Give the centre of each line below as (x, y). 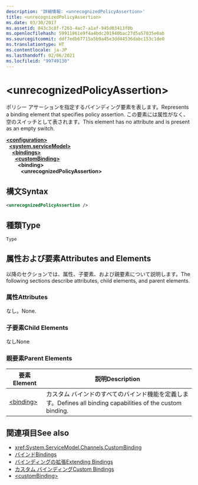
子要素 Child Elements (37, 327)
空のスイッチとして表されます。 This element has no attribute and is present (98, 122)
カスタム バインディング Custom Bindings (64, 469)
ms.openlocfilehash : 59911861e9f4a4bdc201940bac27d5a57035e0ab (85, 34)
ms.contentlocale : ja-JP (37, 50)
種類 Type (24, 225)
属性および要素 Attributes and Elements (79, 259)
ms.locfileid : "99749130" (38, 61)
